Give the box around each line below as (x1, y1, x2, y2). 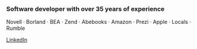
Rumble (6, 24, 25, 32)
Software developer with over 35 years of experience (6, 5, 165, 13)
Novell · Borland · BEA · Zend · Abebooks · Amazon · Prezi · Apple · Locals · (6, 19, 191, 26)
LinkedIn (6, 36, 28, 44)
